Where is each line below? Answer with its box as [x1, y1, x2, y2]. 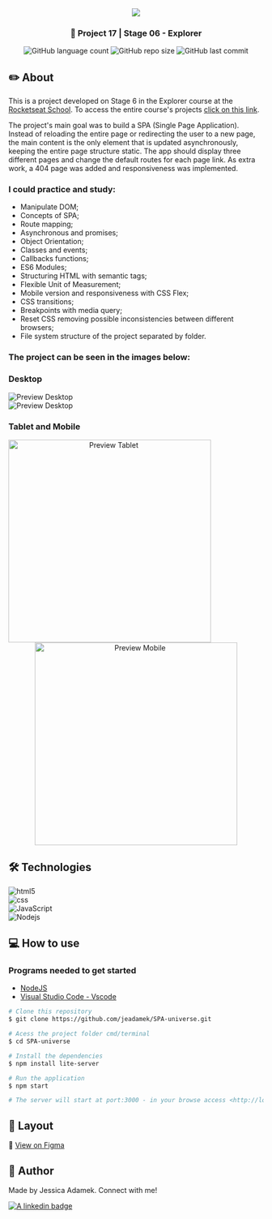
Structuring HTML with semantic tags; [19, 271, 147, 281]
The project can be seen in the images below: [8, 352, 190, 363]
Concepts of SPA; [19, 211, 79, 221]
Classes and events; [19, 245, 88, 255]
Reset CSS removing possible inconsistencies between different [19, 314, 234, 324]
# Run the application [8, 1074, 85, 1082]
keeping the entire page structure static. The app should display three [8, 146, 241, 157]
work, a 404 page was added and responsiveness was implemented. [8, 164, 239, 174]
